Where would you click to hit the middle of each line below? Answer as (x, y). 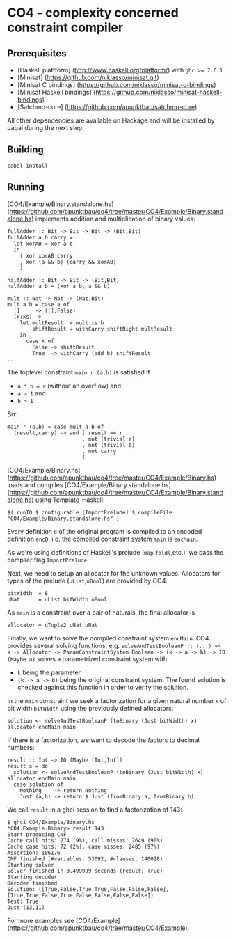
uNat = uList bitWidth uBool (57, 599)
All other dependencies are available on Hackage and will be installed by (111, 120)
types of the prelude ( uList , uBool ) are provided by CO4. (88, 581)
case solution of (39, 784)
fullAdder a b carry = (40, 237)
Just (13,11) (26, 907)
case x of (40, 341)
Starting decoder (32, 877)
